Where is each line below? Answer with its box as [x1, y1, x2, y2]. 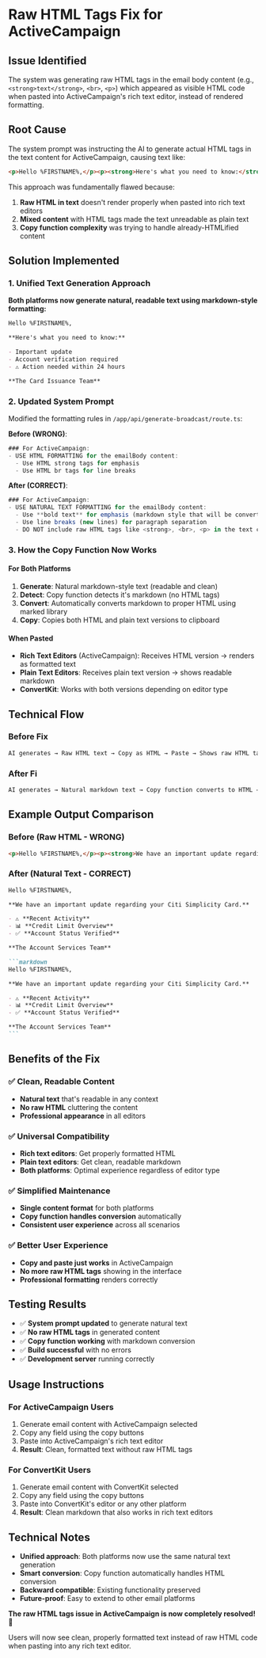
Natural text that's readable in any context [19, 1094, 158, 1104]
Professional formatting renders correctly [19, 1275, 158, 1284]
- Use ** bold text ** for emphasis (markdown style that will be [15, 511, 232, 519]
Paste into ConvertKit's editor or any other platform [19, 1499, 187, 1509]
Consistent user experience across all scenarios [19, 1220, 180, 1230]
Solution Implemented [8, 254, 120, 268]
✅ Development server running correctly [19, 1354, 155, 1363]
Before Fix [8, 731, 49, 742]
